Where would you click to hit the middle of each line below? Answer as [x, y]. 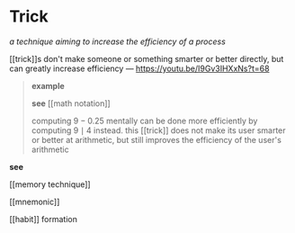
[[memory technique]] [50, 184]
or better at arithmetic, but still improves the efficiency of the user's [156, 139]
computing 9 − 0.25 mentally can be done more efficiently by [144, 121]
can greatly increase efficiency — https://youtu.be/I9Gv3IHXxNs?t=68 [139, 68]
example [48, 85]
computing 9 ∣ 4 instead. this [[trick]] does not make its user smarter [158, 130]
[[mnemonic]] [35, 202]
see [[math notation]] [71, 103]
